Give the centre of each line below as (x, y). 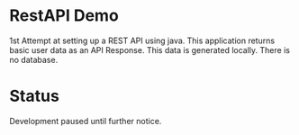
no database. (34, 59)
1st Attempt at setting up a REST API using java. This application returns (142, 40)
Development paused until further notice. (86, 121)
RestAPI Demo (64, 16)
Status (35, 96)
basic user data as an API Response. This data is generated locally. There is (150, 49)
